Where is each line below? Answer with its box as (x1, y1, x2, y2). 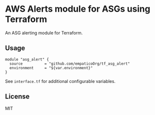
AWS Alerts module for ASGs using (5, 3, 151, 15)
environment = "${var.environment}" (9, 65, 93, 70)
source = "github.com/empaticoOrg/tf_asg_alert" (9, 61, 131, 66)
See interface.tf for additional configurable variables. (5, 78, 116, 84)
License (5, 93, 30, 101)
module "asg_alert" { (5, 57, 49, 62)
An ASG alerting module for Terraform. (5, 30, 83, 36)
